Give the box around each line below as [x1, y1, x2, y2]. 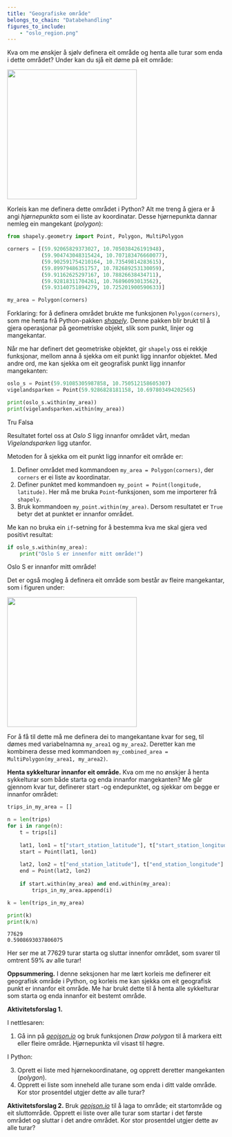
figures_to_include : [7, 23, 67, 30]
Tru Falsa [7, 418, 34, 426]
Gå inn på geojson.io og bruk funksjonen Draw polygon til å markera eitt [17, 1032, 222, 1040]
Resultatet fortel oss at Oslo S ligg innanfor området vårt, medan [7, 431, 190, 439]
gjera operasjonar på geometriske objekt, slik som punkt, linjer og [7, 324, 193, 332]
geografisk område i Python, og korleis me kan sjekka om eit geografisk [7, 977, 212, 985]
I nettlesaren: [7, 1019, 45, 1027]
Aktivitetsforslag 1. [7, 1005, 64, 1014]
